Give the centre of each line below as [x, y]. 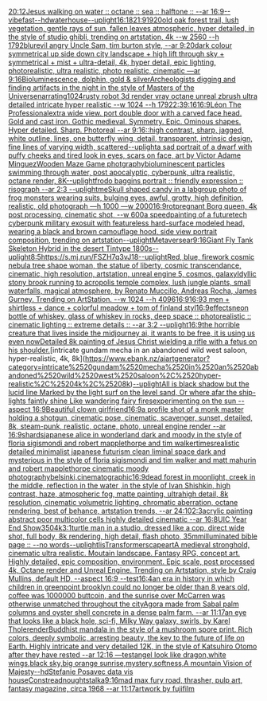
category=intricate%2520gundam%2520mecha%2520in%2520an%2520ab [133, 367]
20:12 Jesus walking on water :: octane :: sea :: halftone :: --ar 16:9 [116, 12]
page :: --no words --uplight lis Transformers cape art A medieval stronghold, [129, 544]
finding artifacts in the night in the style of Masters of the [101, 88]
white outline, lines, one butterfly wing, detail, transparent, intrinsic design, [130, 138]
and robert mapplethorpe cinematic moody [79, 468]
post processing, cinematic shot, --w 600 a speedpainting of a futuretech [128, 215]
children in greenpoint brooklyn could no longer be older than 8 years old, [129, 587]
